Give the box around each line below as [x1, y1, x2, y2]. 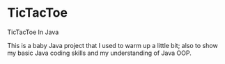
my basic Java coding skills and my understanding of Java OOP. [7, 49, 192, 57]
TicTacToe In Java [7, 28, 59, 36]
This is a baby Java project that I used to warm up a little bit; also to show [7, 41, 218, 49]
